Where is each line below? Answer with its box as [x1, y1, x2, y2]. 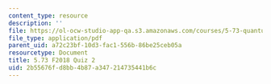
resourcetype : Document [8, 49, 89, 57]
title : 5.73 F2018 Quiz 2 [8, 57, 95, 65]
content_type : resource [8, 11, 89, 20]
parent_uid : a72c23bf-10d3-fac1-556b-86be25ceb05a [8, 42, 182, 50]
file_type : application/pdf [8, 34, 103, 42]
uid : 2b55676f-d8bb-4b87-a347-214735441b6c [8, 64, 157, 72]
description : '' [8, 19, 63, 27]
